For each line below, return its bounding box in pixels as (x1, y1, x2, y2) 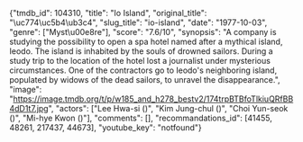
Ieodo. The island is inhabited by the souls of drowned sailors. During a (9, 46, 273, 57)
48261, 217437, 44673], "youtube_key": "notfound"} (9, 122, 203, 133)
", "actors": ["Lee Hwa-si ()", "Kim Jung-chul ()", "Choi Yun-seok (48, 103, 289, 113)
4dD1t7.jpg (9, 103, 49, 113)
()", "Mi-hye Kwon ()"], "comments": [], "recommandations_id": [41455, (9, 112, 273, 123)
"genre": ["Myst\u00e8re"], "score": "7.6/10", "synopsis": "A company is (9, 27, 277, 37)
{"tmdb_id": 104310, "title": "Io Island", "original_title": (9, 8, 207, 18)
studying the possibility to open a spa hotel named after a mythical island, (9, 36, 283, 47)
